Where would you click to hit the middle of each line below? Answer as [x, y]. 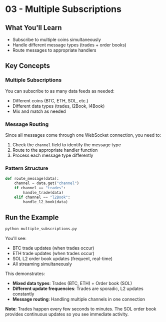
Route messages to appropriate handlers [54, 50]
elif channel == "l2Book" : [42, 197]
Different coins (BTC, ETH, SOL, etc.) [50, 100]
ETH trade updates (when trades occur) [53, 254]
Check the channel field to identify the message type [67, 145]
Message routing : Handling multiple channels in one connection [79, 299]
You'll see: [16, 239]
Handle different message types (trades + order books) [69, 45]
